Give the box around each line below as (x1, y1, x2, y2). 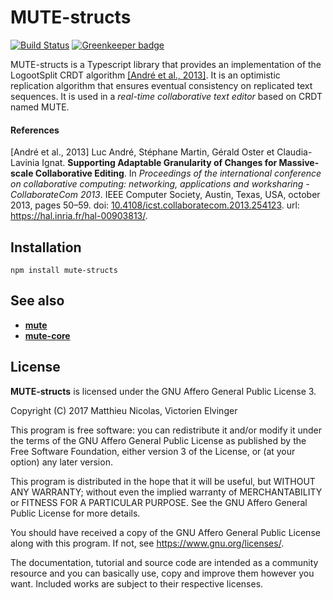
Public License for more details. (10, 507, 141, 519)
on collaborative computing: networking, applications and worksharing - (10, 178, 310, 190)
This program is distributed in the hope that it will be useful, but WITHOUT (10, 475, 316, 487)
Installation (10, 239, 82, 256)
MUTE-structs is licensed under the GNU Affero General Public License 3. (10, 385, 317, 397)
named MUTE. (10, 101, 70, 113)
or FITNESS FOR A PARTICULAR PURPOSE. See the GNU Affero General (10, 496, 308, 508)
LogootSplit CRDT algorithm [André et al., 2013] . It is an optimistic (10, 69, 281, 81)
